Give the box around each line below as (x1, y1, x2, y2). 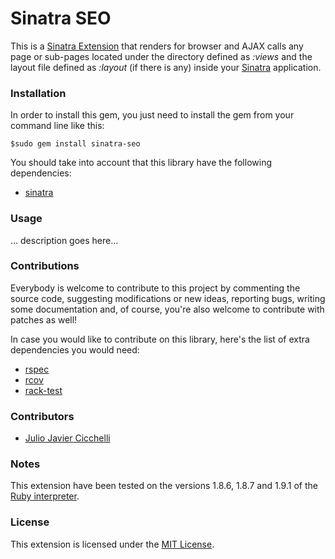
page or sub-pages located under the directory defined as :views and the (10, 50, 313, 62)
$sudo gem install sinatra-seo (10, 139, 141, 149)
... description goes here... (10, 234, 119, 246)
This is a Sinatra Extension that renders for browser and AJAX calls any (10, 40, 304, 52)
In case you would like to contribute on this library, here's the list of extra (10, 333, 310, 345)
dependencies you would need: (10, 343, 140, 356)
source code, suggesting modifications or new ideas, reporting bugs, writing (10, 292, 326, 304)
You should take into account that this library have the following (10, 157, 272, 169)
